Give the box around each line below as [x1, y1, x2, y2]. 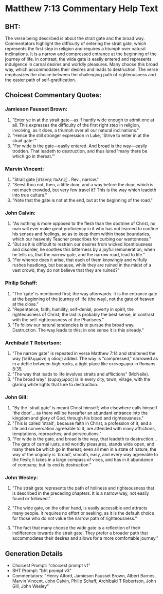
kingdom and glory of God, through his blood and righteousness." [12, 415, 144, 421]
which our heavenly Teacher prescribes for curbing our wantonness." [12, 236, 152, 242]
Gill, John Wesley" [12, 583, 49, 589]
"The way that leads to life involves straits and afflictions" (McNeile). [12, 371, 149, 377]
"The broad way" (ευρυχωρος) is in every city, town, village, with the [12, 376, 150, 382]
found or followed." [12, 496, 51, 502]
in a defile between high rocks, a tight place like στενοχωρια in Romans [12, 360, 156, 367]
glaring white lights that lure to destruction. [12, 381, 99, 387]
